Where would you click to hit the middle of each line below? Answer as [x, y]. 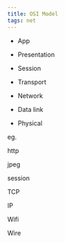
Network [30, 96]
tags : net [22, 21]
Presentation [36, 55]
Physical [30, 123]
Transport [32, 81]
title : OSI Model [33, 14]
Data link [30, 109]
